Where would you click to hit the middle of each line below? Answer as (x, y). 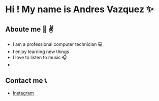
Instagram (23, 93)
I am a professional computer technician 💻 (58, 44)
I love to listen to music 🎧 (40, 57)
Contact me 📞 (26, 81)
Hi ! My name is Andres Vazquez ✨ (80, 9)
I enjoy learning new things (41, 52)
